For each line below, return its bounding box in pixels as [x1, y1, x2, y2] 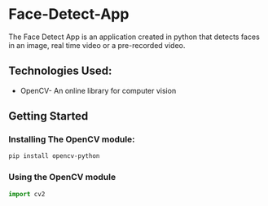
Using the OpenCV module [8, 172, 116, 183]
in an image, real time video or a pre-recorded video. [8, 40, 186, 50]
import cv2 [8, 190, 46, 198]
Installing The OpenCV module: [8, 134, 136, 145]
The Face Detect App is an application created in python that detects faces [8, 32, 261, 42]
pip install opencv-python [8, 152, 100, 160]
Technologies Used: [8, 64, 112, 78]
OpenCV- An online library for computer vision [20, 85, 177, 95]
